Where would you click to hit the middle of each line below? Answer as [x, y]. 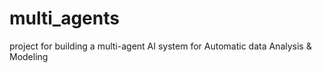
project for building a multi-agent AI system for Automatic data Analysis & [160, 46]
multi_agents [64, 18]
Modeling [29, 56]
